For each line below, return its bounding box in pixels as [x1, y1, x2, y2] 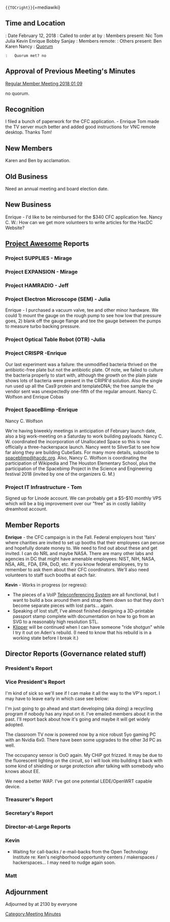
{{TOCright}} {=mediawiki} [5, 5, 61, 10]
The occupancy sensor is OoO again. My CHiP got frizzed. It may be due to [5, 752, 163, 758]
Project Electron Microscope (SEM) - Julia [5, 295, 111, 302]
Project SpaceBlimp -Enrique [5, 406, 78, 413]
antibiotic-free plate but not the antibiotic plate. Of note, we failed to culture [5, 366, 163, 373]
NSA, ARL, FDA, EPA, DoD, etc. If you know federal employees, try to [5, 561, 149, 567]
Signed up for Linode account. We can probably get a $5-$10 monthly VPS [5, 495, 161, 501]
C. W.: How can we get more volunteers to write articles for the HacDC [5, 219, 153, 225]
